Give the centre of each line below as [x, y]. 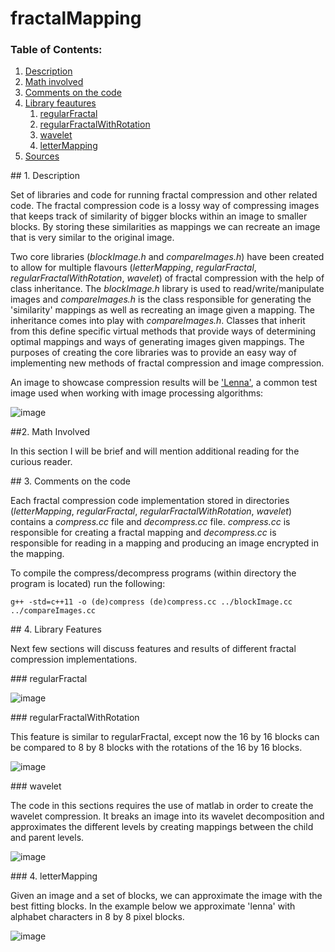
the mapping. [37, 554]
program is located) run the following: [88, 584]
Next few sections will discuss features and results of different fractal [153, 649]
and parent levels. [47, 838]
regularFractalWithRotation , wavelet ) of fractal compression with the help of [167, 278]
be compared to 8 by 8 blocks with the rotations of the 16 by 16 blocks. [156, 748]
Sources [42, 156]
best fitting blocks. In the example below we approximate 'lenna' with [153, 906]
